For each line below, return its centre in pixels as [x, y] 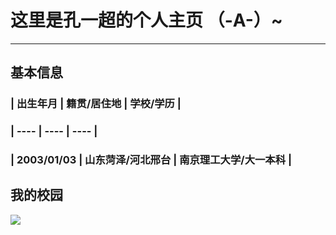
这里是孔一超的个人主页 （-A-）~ [146, 20]
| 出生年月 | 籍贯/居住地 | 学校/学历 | [96, 104]
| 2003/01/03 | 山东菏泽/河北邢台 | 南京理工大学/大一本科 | [151, 160]
